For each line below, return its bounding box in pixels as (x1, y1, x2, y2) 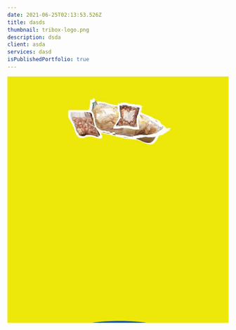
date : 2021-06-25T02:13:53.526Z (7, 11, 102, 18)
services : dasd (7, 49, 52, 56)
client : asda (7, 41, 46, 49)
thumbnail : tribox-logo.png (7, 26, 90, 33)
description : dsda (7, 34, 61, 41)
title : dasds (7, 18, 46, 26)
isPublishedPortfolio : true (7, 56, 90, 63)
